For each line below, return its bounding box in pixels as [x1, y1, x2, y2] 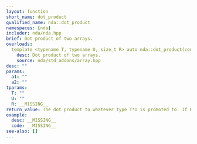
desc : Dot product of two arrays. [16, 52, 101, 58]
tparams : [6, 85, 28, 91]
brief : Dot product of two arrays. [6, 36, 93, 42]
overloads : [6, 42, 33, 47]
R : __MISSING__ [11, 101, 49, 107]
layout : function [6, 8, 49, 15]
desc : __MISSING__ [11, 118, 57, 124]
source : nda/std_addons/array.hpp [16, 57, 101, 63]
